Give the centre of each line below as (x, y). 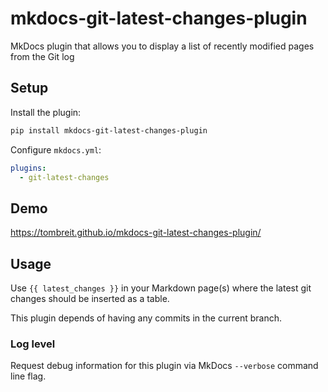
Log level (33, 344)
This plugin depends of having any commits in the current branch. (146, 318)
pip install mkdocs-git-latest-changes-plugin (109, 130)
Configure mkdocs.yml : (56, 149)
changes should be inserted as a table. (90, 298)
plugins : (28, 168)
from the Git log (42, 56)
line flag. (28, 376)
